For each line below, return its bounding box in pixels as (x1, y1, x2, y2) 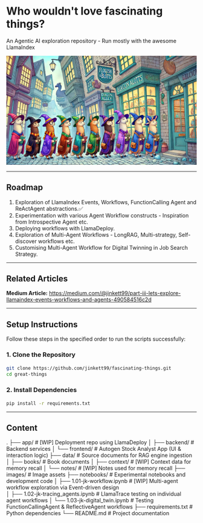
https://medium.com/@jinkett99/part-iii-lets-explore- (49, 290, 181, 297)
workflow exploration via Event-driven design (6, 484, 120, 491)
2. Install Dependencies (6, 386, 77, 395)
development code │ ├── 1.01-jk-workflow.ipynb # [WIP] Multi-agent (6, 478, 178, 485)
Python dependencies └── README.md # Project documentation (6, 510, 170, 517)
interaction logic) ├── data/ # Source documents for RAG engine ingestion (6, 451, 192, 459)
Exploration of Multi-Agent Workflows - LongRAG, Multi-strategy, (14, 231, 177, 238)
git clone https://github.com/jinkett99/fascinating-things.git (6, 365, 172, 371)
